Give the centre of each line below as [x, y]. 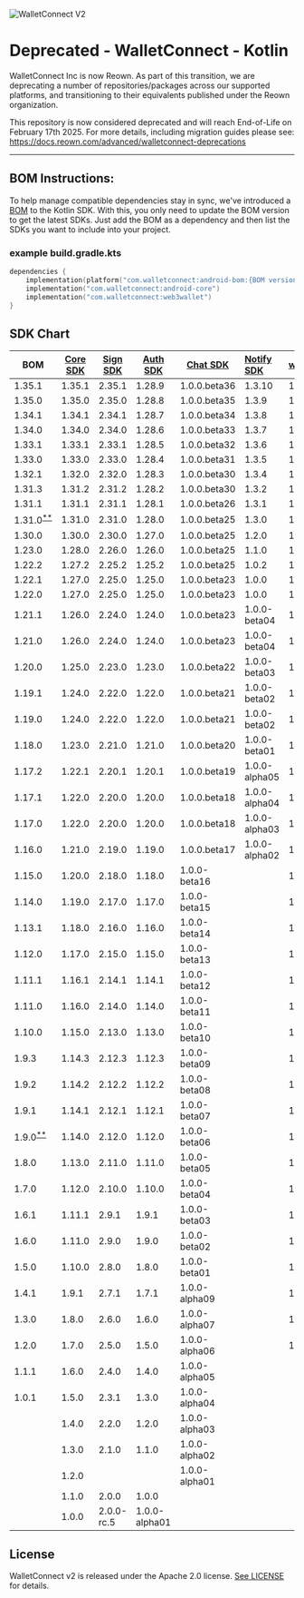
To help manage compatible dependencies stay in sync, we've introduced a [150, 201]
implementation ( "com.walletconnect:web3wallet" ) [119, 297]
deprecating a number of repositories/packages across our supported [140, 85]
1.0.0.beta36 [208, 386]
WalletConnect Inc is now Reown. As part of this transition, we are [132, 75]
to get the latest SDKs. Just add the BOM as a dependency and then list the [150, 220]
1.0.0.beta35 [208, 401]
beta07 [195, 1116]
